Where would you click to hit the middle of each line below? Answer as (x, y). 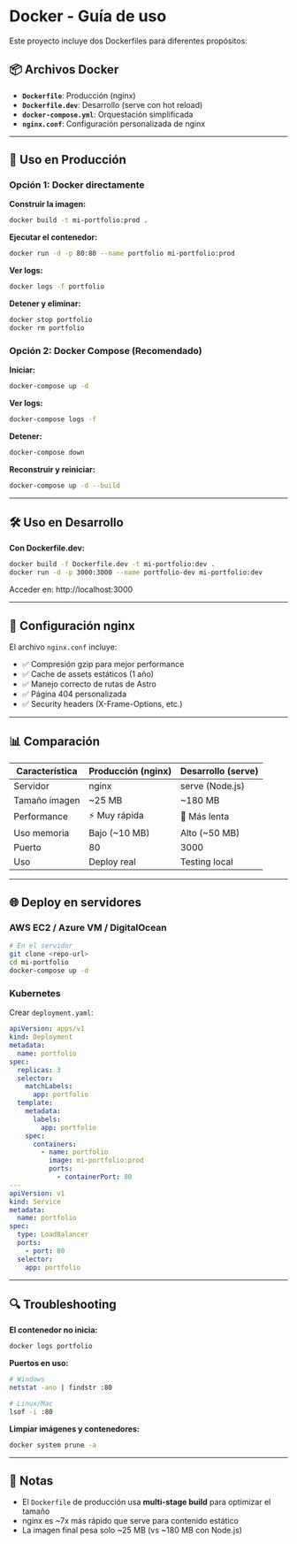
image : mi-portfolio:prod (96, 1161)
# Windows (27, 1379)
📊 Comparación (54, 742)
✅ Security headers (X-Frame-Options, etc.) (102, 703)
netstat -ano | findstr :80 (61, 1388)
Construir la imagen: (48, 204)
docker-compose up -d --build (65, 485)
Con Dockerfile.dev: (47, 548)
